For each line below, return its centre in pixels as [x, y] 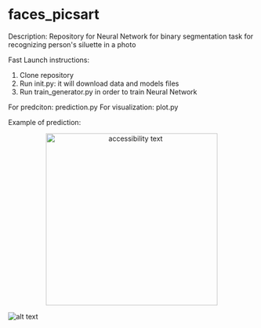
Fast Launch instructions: [49, 60]
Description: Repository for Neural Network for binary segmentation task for [131, 36]
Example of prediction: [45, 122]
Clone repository [47, 75]
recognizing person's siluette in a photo [72, 44]
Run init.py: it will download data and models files [99, 83]
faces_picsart [54, 15]
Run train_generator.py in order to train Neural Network [108, 91]
